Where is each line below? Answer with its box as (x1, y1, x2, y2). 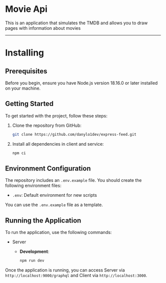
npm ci (12, 150, 26, 156)
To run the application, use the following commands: (5, 229, 112, 235)
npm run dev (19, 258, 44, 263)
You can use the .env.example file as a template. (5, 202, 103, 208)
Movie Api (5, 3, 48, 15)
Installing (5, 47, 44, 58)
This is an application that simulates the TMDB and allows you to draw (5, 20, 148, 26)
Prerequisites (5, 67, 47, 75)
